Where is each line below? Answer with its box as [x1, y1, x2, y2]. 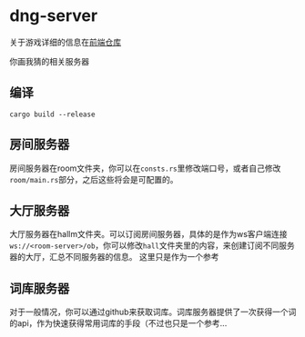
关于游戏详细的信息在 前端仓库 [9, 36, 121, 47]
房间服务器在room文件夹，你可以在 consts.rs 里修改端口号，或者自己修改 [9, 163, 281, 173]
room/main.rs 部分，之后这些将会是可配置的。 [9, 173, 178, 184]
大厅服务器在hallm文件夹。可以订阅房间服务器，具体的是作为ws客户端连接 [9, 229, 289, 240]
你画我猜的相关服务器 [9, 55, 89, 66]
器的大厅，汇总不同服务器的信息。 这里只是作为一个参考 [9, 252, 219, 263]
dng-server [9, 5, 98, 26]
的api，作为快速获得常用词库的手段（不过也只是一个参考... [9, 318, 228, 329]
